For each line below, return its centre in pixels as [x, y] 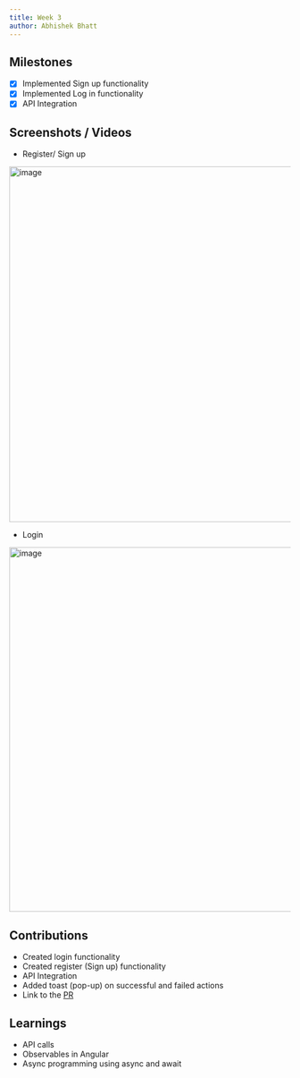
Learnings [38, 1023]
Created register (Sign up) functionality [94, 966]
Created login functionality [71, 957]
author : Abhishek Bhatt [54, 26]
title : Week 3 [36, 17]
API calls [38, 1044]
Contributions [49, 935]
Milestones [41, 62]
